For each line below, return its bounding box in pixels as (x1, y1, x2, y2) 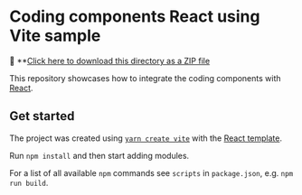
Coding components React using (9, 6, 260, 27)
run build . (9, 177, 49, 188)
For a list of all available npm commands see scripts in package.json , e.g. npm (9, 167, 294, 178)
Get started (9, 108, 75, 124)
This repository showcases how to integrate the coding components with (9, 72, 282, 83)
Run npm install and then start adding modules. (9, 150, 190, 161)
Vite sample (9, 25, 101, 46)
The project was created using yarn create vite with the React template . (9, 133, 283, 144)
